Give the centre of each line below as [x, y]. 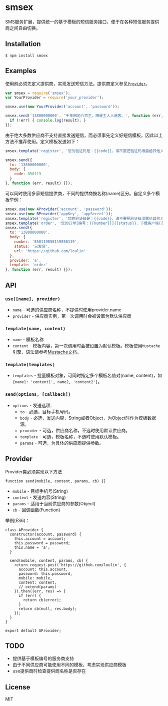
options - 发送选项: [32, 405]
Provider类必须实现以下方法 [34, 471]
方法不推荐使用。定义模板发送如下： [42, 141]
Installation [23, 44]
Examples [21, 71]
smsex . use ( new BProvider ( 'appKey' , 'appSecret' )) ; [59, 214]
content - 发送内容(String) [39, 497]
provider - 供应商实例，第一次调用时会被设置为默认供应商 [72, 316]
